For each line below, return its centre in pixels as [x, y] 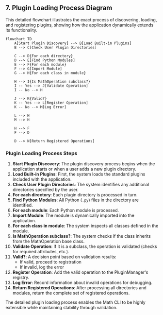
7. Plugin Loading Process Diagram [59, 8]
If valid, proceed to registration [50, 262]
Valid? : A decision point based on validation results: [65, 257]
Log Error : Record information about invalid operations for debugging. [82, 283]
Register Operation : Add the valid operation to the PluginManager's [80, 272]
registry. [21, 278]
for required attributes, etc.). [41, 252]
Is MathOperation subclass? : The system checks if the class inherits [81, 236]
